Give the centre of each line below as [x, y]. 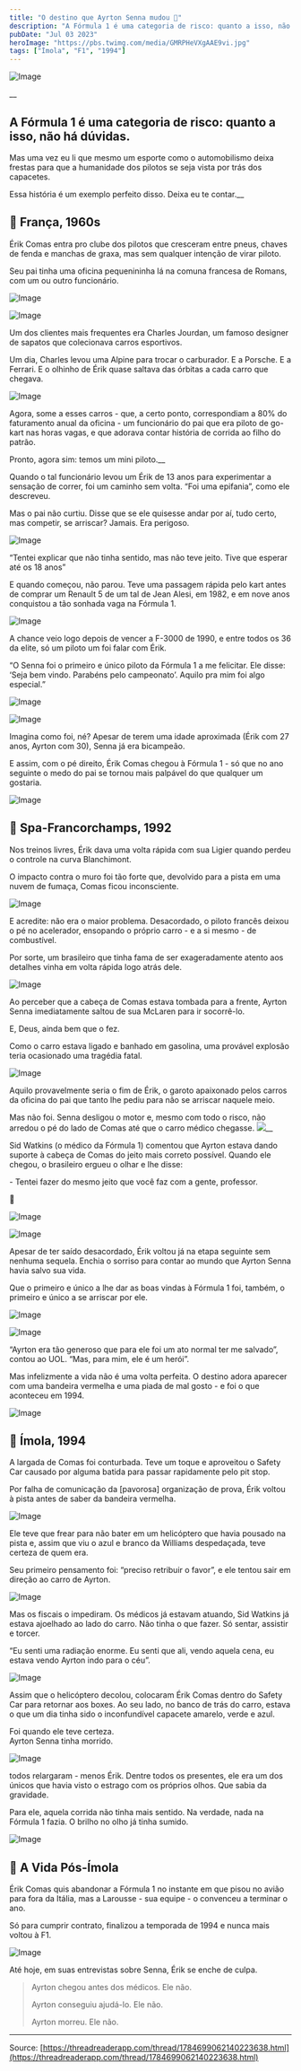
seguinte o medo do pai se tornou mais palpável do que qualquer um [136, 773]
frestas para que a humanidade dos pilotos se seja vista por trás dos [136, 167]
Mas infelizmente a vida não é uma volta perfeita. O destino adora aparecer [148, 1376]
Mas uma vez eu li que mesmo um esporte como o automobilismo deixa [142, 157]
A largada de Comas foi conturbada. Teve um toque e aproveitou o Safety [145, 1463]
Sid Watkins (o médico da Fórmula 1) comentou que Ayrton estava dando [143, 1145]
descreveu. [30, 495]
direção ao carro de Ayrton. [60, 1579]
